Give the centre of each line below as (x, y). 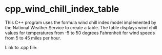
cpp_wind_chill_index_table (62, 9)
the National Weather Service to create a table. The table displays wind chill (81, 27)
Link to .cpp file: (21, 47)
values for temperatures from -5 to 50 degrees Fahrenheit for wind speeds (80, 33)
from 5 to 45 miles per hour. (33, 38)
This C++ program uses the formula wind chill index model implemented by (81, 22)
